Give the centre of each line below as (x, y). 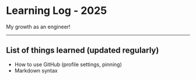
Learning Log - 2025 (57, 11)
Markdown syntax (36, 70)
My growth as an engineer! (38, 27)
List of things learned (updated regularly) (83, 50)
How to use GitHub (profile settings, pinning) (68, 64)
